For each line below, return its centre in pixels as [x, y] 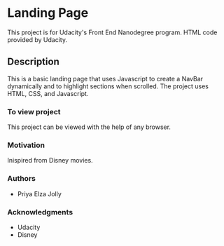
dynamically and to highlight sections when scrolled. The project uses [108, 86]
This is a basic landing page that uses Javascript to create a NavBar [105, 78]
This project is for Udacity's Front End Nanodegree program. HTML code [112, 32]
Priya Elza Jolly [39, 193]
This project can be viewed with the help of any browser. [89, 127]
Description [33, 62]
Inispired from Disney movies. [50, 160]
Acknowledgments [40, 212]
